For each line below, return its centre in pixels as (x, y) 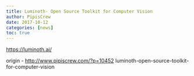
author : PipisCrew (28, 17)
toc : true (18, 33)
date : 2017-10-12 (27, 22)
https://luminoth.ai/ (29, 49)
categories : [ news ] (30, 28)
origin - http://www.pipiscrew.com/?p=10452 (60, 61)
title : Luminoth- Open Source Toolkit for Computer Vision (79, 11)
